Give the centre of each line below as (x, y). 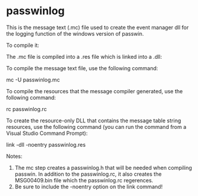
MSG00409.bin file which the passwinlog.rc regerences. (84, 180)
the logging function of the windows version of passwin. (75, 33)
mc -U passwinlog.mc (33, 80)
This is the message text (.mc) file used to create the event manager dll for (98, 27)
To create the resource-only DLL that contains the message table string (94, 121)
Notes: (14, 156)
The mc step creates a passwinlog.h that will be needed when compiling (103, 167)
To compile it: (23, 45)
